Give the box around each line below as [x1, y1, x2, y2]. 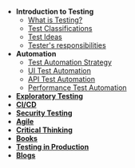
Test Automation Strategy [27, 57, 112, 67]
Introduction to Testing [15, 7, 94, 16]
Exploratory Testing [15, 92, 84, 100]
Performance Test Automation [27, 83, 127, 92]
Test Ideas [27, 32, 62, 41]
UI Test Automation [27, 66, 92, 75]
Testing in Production [15, 143, 89, 151]
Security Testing [15, 108, 73, 118]
